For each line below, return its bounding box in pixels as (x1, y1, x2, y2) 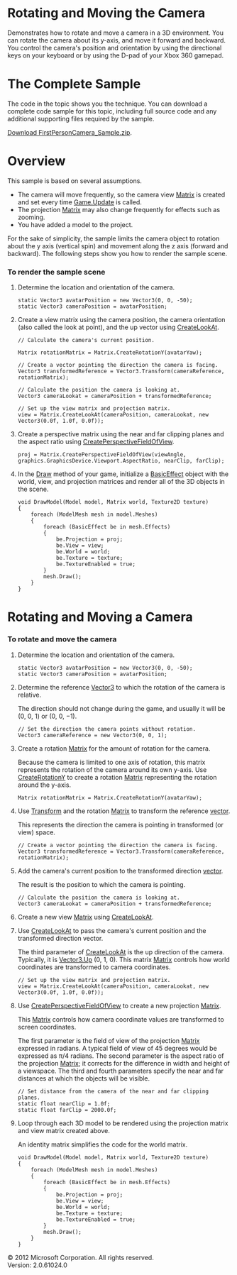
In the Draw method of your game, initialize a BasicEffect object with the (17, 470, 229, 478)
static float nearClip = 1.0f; (17, 1100, 111, 1108)
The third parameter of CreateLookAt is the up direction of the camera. (17, 947, 225, 956)
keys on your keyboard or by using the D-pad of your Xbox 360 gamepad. (7, 51, 224, 60)
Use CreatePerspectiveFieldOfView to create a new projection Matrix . (17, 1001, 221, 1010)
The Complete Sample (7, 76, 141, 92)
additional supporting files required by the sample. (7, 114, 155, 123)
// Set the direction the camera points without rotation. (17, 725, 197, 732)
